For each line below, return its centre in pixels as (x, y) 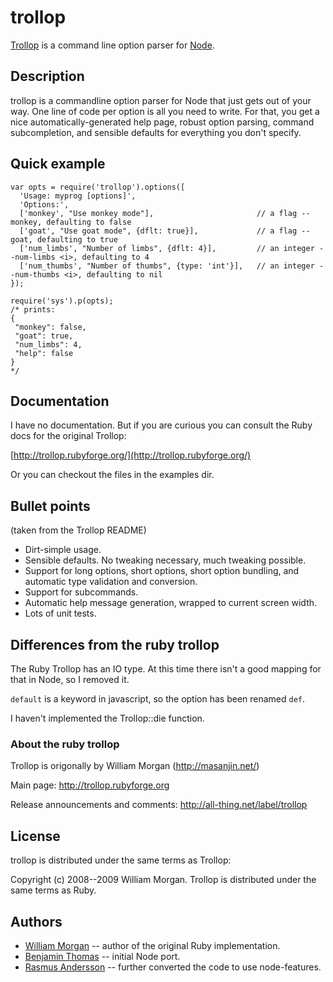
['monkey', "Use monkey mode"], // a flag (158, 213)
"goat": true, (44, 336)
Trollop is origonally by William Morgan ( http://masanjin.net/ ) (135, 766)
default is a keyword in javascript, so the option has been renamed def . (158, 699)
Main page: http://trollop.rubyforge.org (90, 785)
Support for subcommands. (81, 592)
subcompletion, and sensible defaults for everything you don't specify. (156, 132)
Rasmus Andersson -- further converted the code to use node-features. (173, 967)
